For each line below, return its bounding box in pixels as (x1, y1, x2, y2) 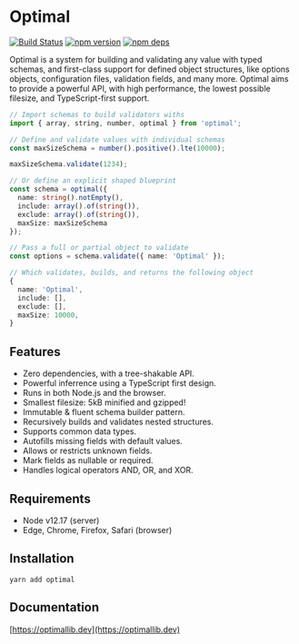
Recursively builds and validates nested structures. (22, 416, 214, 428)
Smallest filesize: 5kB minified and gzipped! (22, 397, 186, 408)
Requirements (9, 490, 91, 506)
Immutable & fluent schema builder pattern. (22, 407, 185, 418)
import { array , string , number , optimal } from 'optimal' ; (9, 118, 243, 128)
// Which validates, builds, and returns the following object (9, 268, 254, 278)
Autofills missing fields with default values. (22, 436, 184, 447)
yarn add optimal (9, 575, 75, 584)
